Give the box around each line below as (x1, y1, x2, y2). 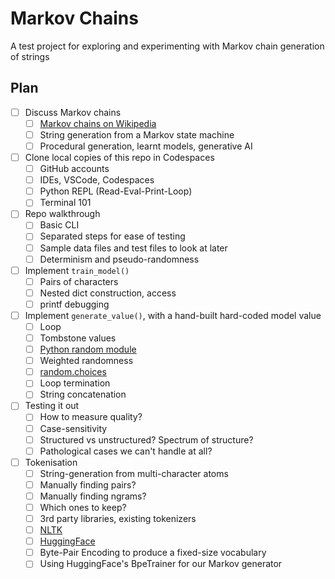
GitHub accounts (39, 163, 110, 175)
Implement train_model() (24, 264, 130, 276)
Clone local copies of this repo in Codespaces (24, 152, 215, 163)
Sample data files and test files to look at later (39, 242, 228, 254)
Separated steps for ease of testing (39, 230, 186, 242)
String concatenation (39, 388, 127, 401)
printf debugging (39, 298, 110, 310)
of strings (10, 50, 50, 62)
